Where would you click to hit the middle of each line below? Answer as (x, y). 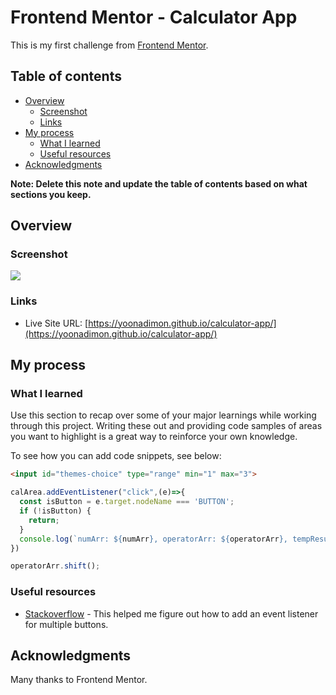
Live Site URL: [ (56, 323)
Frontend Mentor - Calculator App (154, 17)
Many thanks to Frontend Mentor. (79, 680)
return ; (44, 520)
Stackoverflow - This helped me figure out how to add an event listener (171, 613)
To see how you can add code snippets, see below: (116, 456)
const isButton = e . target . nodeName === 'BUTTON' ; (127, 502)
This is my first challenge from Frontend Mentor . (109, 45)
